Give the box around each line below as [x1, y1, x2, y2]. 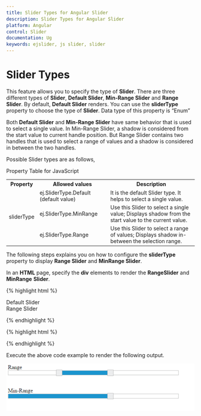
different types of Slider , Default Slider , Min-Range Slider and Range [6, 94, 179, 101]
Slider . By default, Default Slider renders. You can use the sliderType [6, 100, 178, 107]
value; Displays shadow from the [110, 210, 191, 217]
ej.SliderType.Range [39, 231, 89, 238]
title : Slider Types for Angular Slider [6, 10, 109, 16]
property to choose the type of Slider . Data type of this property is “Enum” [6, 107, 190, 114]
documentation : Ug [6, 35, 52, 41]
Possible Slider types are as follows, [6, 155, 96, 163]
